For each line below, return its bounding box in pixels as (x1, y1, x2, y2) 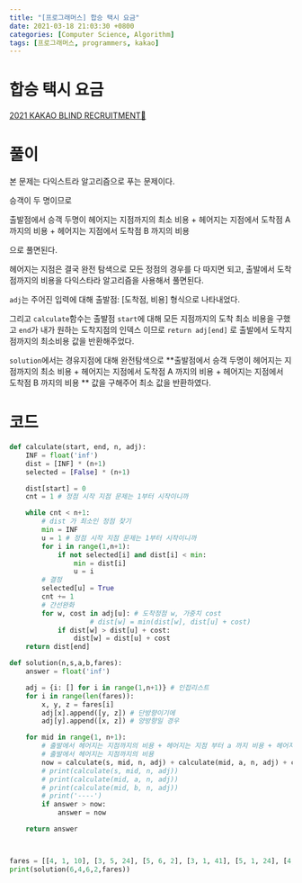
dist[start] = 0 (25, 483, 87, 493)
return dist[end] (25, 643, 91, 652)
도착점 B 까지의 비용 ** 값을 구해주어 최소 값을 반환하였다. (9, 377, 211, 388)
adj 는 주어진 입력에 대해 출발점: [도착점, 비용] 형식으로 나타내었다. (9, 294, 241, 305)
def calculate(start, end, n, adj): (9, 443, 147, 452)
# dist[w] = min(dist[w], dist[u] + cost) (89, 617, 252, 626)
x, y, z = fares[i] (41, 699, 115, 709)
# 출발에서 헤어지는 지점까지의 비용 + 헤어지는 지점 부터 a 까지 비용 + (41, 742, 272, 751)
